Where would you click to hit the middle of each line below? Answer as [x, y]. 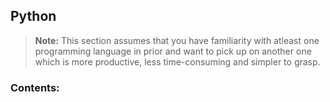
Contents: [35, 87]
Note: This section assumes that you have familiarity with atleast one [177, 40]
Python [33, 16]
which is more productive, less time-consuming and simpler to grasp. [177, 61]
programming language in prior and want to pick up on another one [173, 51]
